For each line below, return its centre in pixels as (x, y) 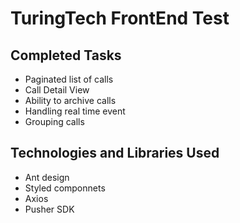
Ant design (47, 177)
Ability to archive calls (70, 100)
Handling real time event (75, 111)
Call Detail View (57, 90)
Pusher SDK (49, 209)
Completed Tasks (66, 55)
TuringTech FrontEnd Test (120, 18)
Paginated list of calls (69, 79)
